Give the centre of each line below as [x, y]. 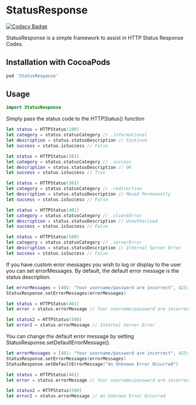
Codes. [15, 44]
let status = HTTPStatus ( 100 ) [43, 129]
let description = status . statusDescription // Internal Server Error [94, 248]
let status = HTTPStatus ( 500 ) [43, 237]
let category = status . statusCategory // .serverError [74, 243]
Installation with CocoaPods [58, 62]
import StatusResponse [34, 108]
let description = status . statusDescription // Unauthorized [82, 221]
